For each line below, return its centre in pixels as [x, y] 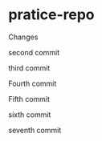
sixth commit [30, 115]
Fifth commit [29, 99]
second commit [34, 52]
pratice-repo [51, 15]
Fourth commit [33, 83]
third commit [29, 68]
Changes [23, 37]
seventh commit [35, 130]
